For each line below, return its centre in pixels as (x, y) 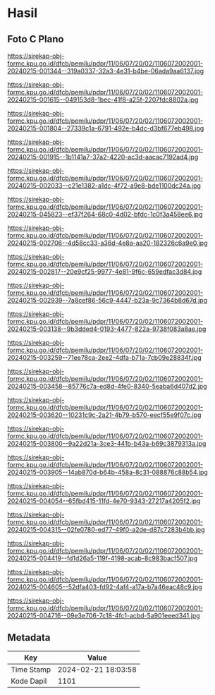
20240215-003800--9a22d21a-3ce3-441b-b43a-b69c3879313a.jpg (107, 443)
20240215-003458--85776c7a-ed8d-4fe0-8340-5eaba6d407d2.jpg (107, 386)
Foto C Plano (36, 39)
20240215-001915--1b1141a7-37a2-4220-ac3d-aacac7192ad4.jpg (103, 157)
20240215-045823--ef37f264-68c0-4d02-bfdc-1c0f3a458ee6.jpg (105, 214)
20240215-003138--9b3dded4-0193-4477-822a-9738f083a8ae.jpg (107, 329)
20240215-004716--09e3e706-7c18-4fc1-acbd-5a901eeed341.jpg (104, 616)
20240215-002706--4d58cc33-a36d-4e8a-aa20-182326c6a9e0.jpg (107, 243)
